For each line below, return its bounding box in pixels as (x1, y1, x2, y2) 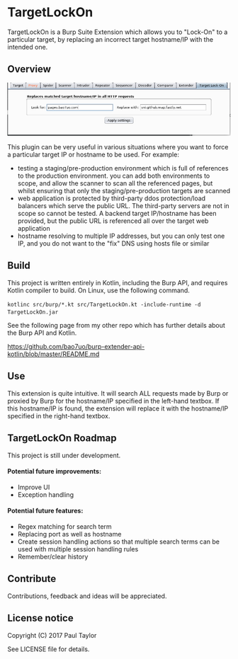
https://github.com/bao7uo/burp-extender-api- (7, 342, 145, 350)
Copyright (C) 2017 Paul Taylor (7, 631, 97, 639)
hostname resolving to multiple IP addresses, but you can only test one (17, 231, 225, 241)
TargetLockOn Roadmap (7, 432, 117, 445)
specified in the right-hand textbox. (7, 411, 110, 420)
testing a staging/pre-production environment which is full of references (17, 164, 229, 173)
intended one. (7, 42, 48, 51)
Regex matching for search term (17, 522, 112, 531)
